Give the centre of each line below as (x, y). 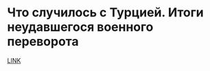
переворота (43, 42)
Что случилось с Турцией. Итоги (105, 13)
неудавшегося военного (80, 27)
